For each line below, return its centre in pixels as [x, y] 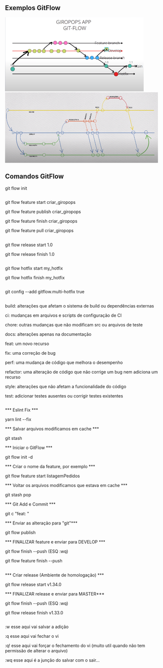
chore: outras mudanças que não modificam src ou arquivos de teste [74, 325]
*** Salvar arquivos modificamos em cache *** [52, 429]
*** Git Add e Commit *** [30, 504]
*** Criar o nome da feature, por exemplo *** [50, 467]
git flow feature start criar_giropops [41, 202]
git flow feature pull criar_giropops [39, 231]
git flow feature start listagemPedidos [42, 476]
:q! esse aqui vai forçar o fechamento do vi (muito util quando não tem [75, 645]
